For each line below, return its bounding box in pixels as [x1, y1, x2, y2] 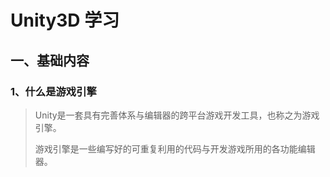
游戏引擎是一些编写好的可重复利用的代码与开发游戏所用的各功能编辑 [34, 142, 316, 155]
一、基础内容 [10, 52, 90, 69]
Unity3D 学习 [10, 9, 120, 32]
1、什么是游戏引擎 [10, 84, 97, 98]
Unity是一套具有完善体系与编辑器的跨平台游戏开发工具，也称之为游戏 [34, 109, 320, 121]
